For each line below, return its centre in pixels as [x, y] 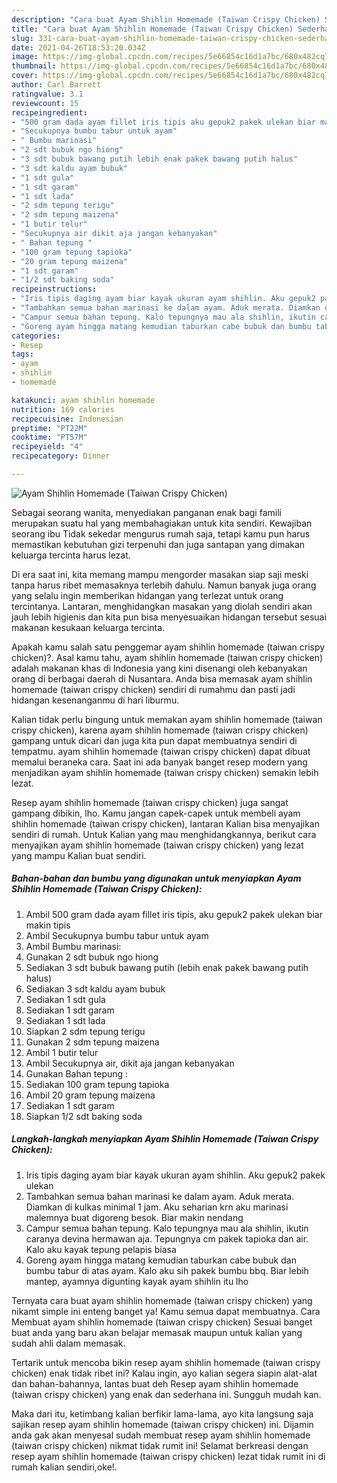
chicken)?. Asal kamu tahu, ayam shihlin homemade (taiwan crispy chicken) [167, 657]
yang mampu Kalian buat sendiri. [79, 855]
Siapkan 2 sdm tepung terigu [85, 1031]
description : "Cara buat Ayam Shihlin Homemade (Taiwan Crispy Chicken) [166, 19]
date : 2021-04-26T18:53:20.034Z [78, 47]
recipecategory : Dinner [61, 456]
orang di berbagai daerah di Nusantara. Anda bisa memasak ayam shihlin [162, 678]
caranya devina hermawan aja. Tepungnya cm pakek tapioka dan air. [167, 1238]
